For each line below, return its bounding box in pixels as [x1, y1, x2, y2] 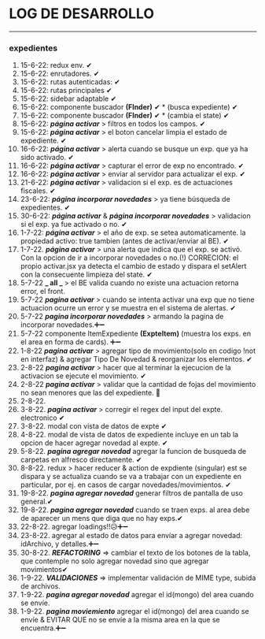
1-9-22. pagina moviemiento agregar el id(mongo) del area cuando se [20, 607, 250, 616]
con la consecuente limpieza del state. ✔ [20, 269, 153, 280]
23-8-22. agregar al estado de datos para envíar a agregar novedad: [20, 531, 243, 541]
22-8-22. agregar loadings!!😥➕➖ [20, 522, 129, 532]
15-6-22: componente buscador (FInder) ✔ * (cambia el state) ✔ [20, 111, 230, 121]
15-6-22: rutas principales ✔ [20, 86, 112, 95]
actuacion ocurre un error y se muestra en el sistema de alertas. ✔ [20, 303, 237, 313]
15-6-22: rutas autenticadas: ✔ [20, 77, 120, 87]
